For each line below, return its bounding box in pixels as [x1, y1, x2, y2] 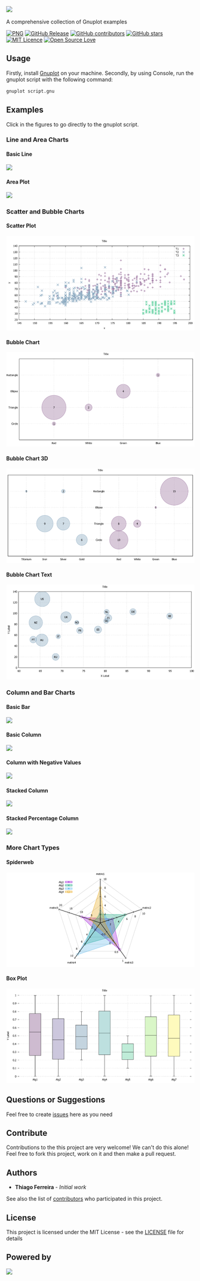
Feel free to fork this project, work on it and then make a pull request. [6, 1150, 176, 1157]
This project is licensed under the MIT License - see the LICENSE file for [6, 1229, 184, 1236]
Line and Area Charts [6, 136, 69, 144]
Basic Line [6, 151, 33, 158]
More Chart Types [6, 844, 60, 852]
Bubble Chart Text [6, 571, 53, 578]
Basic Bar [6, 703, 30, 711]
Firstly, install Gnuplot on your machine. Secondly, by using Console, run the [6, 69, 194, 77]
